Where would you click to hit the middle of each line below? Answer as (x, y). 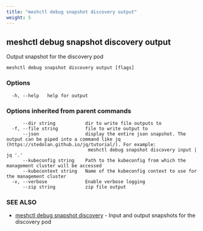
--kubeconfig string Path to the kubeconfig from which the (104, 160)
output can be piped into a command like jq (64, 139)
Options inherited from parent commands (69, 111)
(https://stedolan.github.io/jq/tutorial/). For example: (81, 144)
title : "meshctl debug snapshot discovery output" (72, 12)
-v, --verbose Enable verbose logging (79, 182)
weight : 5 (19, 18)
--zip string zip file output (74, 187)
